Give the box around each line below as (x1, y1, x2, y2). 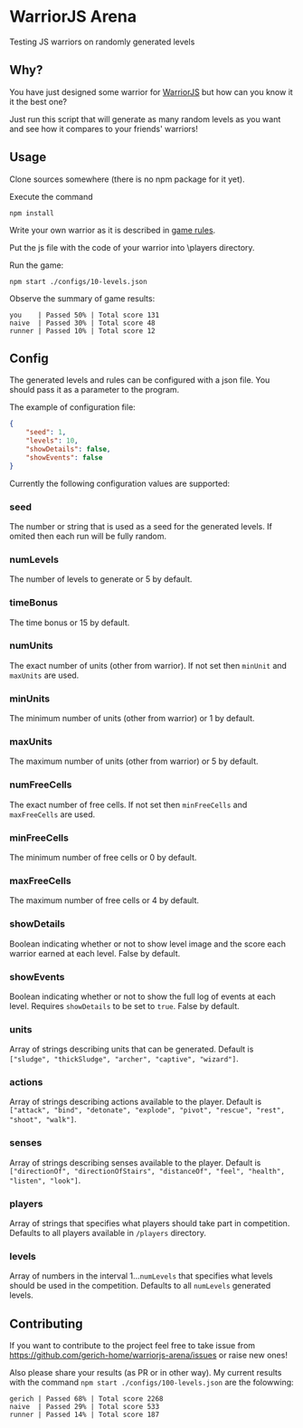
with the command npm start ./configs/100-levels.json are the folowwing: (9, 1377, 294, 1388)
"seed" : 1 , (25, 428, 67, 437)
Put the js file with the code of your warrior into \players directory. (9, 242, 255, 252)
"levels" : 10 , (25, 436, 79, 445)
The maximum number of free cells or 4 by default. (9, 895, 200, 906)
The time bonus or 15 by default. (9, 617, 130, 628)
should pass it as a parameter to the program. (9, 385, 180, 395)
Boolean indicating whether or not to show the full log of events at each (9, 991, 276, 1002)
